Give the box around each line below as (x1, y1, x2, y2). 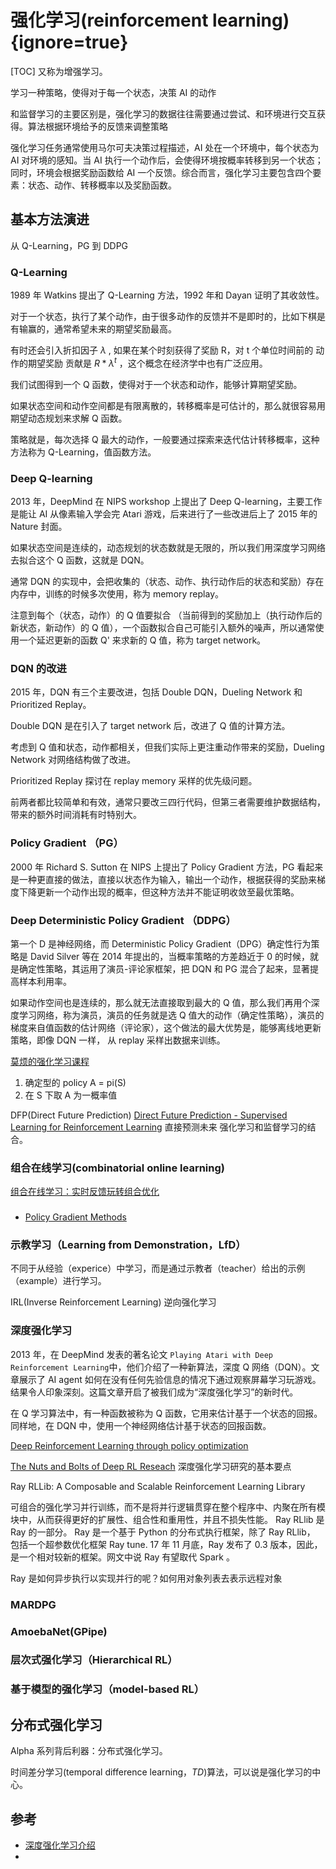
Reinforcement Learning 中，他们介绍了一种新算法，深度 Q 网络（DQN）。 (10, 1361, 312, 1373)
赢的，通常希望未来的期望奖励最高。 (27, 323, 177, 335)
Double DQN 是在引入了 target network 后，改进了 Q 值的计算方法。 (10, 720, 291, 732)
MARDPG (10, 1597, 57, 1611)
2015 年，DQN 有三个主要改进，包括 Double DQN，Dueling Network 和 (10, 686, 303, 698)
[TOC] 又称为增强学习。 (10, 65, 108, 77)
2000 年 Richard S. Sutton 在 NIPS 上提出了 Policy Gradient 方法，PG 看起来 (10, 861, 324, 873)
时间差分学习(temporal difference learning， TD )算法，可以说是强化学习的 (10, 1766, 313, 1778)
